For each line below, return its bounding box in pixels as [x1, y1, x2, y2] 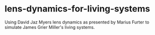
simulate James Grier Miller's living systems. [4, 24, 95, 30]
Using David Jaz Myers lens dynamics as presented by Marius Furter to [4, 19, 150, 25]
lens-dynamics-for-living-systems [4, 3, 151, 14]
